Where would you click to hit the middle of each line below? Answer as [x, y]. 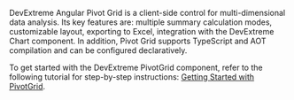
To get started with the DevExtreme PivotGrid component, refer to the [136, 67]
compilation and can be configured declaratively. [98, 50]
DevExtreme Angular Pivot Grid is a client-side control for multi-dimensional [147, 13]
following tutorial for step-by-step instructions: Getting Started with [132, 77]
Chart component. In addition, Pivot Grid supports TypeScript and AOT [138, 41]
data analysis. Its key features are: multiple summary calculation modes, [141, 22]
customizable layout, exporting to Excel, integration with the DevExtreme [142, 31]
